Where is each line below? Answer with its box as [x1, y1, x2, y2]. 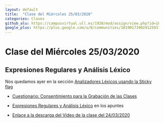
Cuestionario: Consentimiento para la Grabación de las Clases [12, 93, 137, 99]
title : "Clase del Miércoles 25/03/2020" [5, 12, 93, 17]
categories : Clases [5, 16, 45, 21]
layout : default [5, 7, 38, 12]
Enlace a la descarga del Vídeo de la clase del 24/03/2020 [12, 112, 130, 118]
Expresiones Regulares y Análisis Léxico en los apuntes [12, 103, 124, 109]
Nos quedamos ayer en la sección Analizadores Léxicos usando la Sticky [5, 79, 152, 84]
